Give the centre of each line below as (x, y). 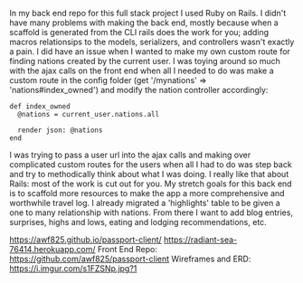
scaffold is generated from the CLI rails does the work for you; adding (139, 32)
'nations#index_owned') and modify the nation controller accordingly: (139, 90)
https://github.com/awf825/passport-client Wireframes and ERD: (130, 259)
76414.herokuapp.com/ (53, 249)
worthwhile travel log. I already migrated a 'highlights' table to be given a (145, 203)
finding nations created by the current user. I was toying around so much (145, 61)
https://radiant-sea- (201, 240)
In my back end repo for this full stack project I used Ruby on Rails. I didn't (148, 13)
